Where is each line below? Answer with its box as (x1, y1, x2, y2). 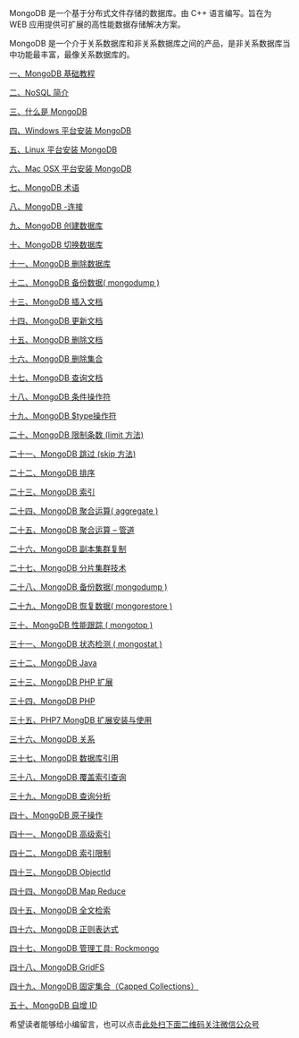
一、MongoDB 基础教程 (9, 68, 96, 79)
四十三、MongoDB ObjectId (9, 867, 112, 877)
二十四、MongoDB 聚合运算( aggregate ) (9, 506, 159, 516)
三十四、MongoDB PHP (9, 696, 96, 706)
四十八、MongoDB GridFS (9, 962, 105, 973)
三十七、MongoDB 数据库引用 (9, 753, 119, 763)
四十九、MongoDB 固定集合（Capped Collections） (9, 981, 199, 991)
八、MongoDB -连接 (9, 201, 83, 212)
